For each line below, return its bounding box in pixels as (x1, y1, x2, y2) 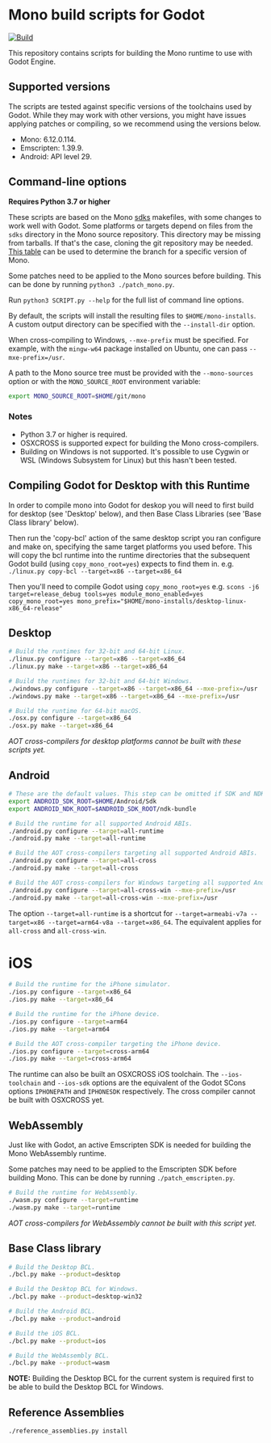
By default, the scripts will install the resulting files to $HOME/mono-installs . (8, 310, 256, 320)
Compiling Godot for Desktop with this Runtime (8, 479, 250, 492)
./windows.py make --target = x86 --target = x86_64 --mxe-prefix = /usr (8, 692, 240, 700)
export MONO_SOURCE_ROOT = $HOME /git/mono (8, 392, 147, 400)
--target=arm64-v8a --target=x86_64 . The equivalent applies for (48, 917, 262, 926)
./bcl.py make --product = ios (8, 1336, 106, 1345)
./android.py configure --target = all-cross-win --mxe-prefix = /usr (8, 886, 236, 894)
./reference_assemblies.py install (8, 1427, 128, 1436)
